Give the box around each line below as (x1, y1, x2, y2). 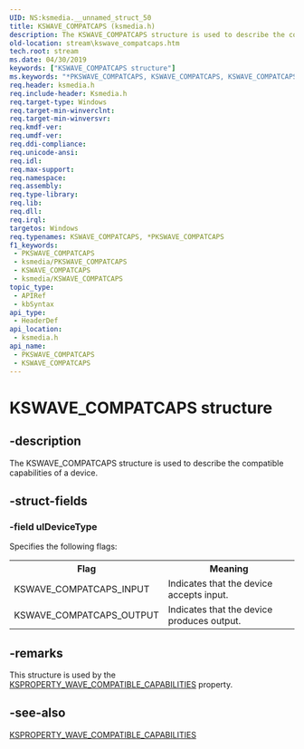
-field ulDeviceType (9, 520, 98, 533)
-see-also (9, 706, 66, 721)
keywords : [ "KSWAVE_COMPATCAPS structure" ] (9, 64, 176, 73)
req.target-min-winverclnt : (9, 106, 116, 115)
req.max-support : (9, 165, 75, 174)
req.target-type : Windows (9, 97, 107, 107)
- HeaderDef (13, 316, 59, 326)
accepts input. (167, 589, 229, 601)
